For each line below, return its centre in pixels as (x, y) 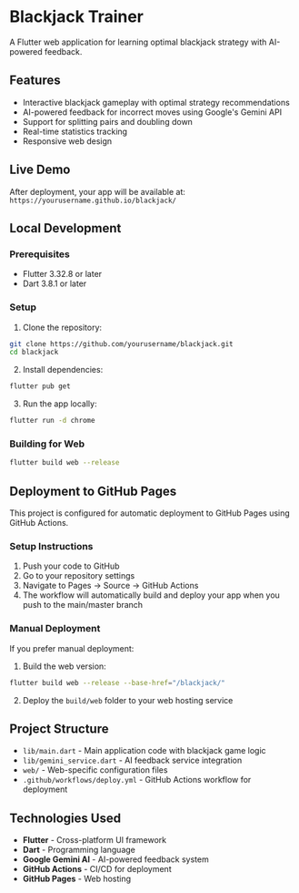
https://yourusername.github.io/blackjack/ (93, 200)
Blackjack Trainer (76, 17)
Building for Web (47, 444)
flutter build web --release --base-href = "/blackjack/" (117, 683)
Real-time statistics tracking (75, 131)
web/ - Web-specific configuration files (95, 770)
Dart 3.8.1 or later (55, 283)
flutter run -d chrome (52, 421)
